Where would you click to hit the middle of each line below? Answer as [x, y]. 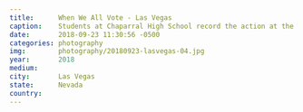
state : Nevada [46, 85]
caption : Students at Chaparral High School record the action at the [152, 26]
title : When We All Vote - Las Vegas [91, 18]
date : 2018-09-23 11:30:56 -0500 [85, 34]
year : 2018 [42, 60]
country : [26, 93]
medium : [24, 69]
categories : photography [56, 43]
